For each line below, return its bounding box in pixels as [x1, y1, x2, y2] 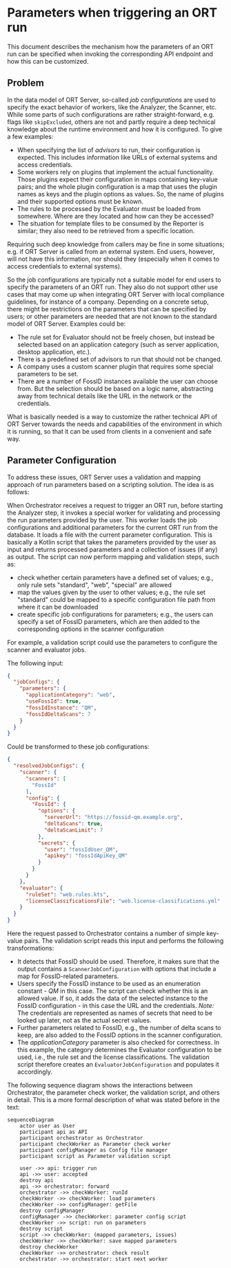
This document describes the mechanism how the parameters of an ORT [7, 42, 214, 50]
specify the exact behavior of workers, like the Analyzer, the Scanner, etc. [7, 102, 217, 111]
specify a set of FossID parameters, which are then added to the [17, 617, 200, 625]
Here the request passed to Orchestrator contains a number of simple [7, 929, 205, 938]
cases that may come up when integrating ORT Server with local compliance [7, 290, 225, 298]
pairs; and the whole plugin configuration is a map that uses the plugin [17, 182, 218, 191]
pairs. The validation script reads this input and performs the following [23, 937, 224, 945]
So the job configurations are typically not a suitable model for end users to [7, 275, 222, 284]
